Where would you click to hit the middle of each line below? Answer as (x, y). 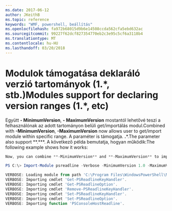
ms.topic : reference (27, 19)
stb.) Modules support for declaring (82, 95)
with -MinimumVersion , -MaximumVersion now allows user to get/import (83, 131)
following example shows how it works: (47, 147)
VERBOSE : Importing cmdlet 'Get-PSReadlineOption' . (61, 184)
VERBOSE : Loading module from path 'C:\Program (57, 175)
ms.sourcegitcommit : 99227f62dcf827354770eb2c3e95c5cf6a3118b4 (74, 34)
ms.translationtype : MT (31, 39)
